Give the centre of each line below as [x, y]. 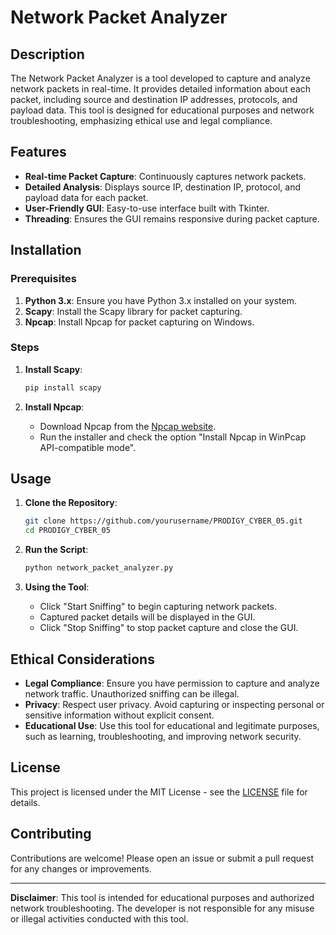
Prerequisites [43, 279]
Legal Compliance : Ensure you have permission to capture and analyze [172, 683]
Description [47, 54]
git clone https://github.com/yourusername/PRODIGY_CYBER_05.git [163, 521]
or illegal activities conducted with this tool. [99, 918]
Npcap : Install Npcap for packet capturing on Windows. [139, 322]
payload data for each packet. [86, 197]
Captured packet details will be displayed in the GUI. [147, 617]
